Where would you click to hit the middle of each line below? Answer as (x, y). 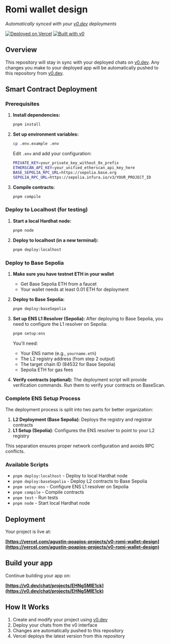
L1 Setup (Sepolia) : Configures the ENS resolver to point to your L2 (84, 430)
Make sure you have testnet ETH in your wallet (63, 274)
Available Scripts (27, 465)
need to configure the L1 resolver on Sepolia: (60, 324)
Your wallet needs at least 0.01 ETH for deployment (74, 289)
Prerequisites (22, 104)
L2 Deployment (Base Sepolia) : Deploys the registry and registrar (82, 419)
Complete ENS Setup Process (43, 398)
